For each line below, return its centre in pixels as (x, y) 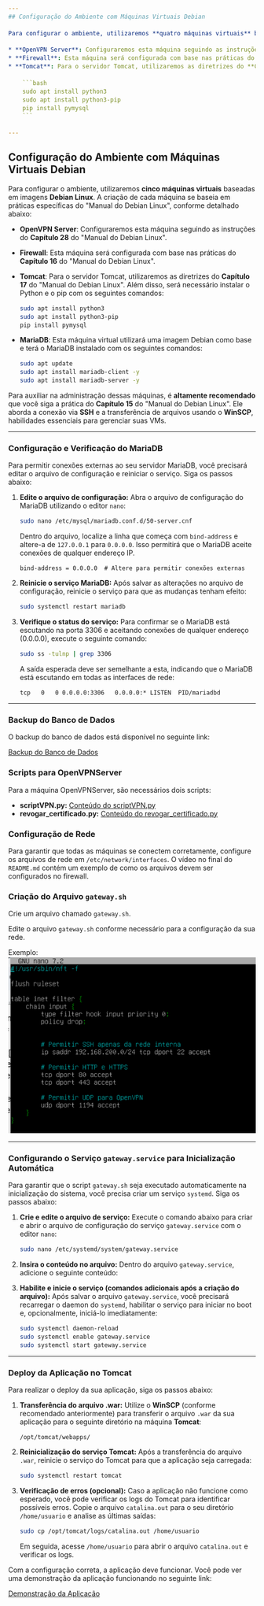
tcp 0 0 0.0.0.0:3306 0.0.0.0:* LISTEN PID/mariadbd (120, 693)
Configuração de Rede (52, 834)
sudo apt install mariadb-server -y (79, 381)
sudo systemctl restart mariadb (72, 607)
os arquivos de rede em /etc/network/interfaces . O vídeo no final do (121, 859)
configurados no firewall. (48, 876)
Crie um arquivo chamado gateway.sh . (70, 914)
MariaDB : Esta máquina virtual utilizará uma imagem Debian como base (136, 340)
